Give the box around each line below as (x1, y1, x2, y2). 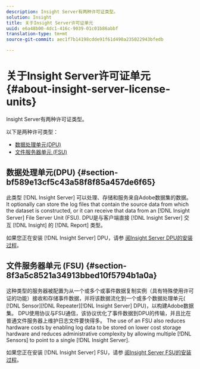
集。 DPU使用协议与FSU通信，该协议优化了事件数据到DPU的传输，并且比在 (6, 309, 192, 316)
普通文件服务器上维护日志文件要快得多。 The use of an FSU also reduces (6, 317, 186, 324)
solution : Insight (6, 14, 52, 20)
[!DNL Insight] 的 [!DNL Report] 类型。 (12, 222, 106, 229)
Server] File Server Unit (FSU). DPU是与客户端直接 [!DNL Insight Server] (6, 214, 183, 221)
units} (6, 95, 37, 109)
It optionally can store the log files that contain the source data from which (6, 201, 189, 208)
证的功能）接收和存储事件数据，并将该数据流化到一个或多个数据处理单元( (6, 294, 186, 302)
